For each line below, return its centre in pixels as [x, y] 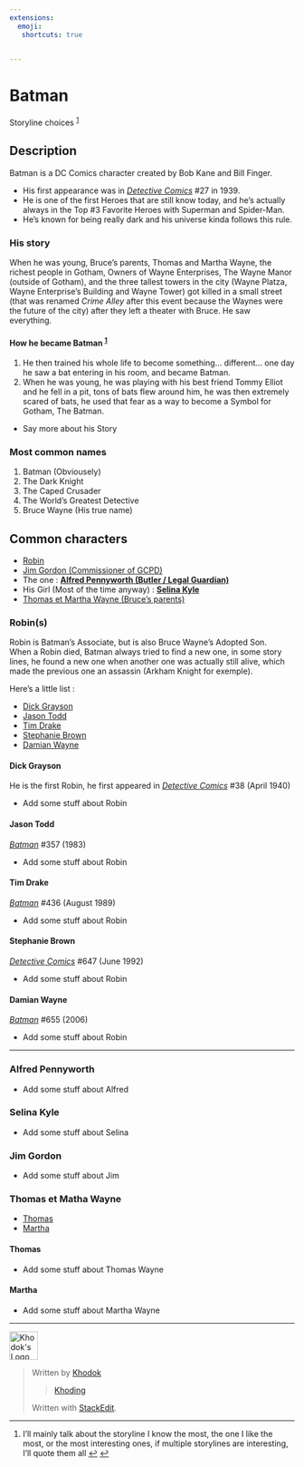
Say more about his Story [70, 428]
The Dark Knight [53, 481]
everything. [31, 320]
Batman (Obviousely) [62, 471]
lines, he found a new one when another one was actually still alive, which [147, 662]
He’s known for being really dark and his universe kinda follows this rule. [157, 219]
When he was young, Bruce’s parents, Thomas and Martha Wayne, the [141, 262]
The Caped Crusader [62, 491]
